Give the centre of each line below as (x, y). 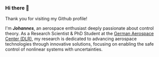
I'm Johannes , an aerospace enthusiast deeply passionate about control (79, 28)
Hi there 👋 (17, 8)
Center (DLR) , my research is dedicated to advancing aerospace (71, 39)
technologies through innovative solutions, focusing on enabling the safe (79, 44)
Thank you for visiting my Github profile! (46, 19)
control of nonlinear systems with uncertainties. (54, 50)
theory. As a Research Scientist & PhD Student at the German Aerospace (79, 34)
